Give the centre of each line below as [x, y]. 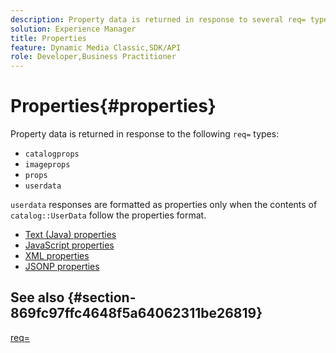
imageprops [47, 165]
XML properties [57, 256]
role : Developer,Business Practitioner [93, 57]
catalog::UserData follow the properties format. [108, 215]
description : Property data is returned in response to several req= [158, 19]
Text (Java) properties [70, 235]
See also [37, 297]
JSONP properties [62, 267]
